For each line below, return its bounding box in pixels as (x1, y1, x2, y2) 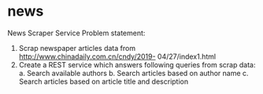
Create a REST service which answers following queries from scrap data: (18, 60, 256, 69)
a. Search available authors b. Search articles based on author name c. (18, 68, 249, 78)
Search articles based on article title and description (18, 77, 189, 86)
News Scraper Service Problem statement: (7, 28, 146, 38)
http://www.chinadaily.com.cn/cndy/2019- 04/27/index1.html (18, 52, 217, 61)
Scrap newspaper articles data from (18, 43, 135, 52)
